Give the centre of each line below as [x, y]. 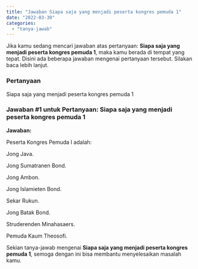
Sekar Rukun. [23, 201]
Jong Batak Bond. [28, 212]
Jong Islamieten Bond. [34, 189]
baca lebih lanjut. [28, 65]
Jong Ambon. [23, 177]
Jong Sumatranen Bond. [36, 165]
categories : [21, 23]
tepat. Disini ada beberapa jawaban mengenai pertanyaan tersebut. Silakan [99, 59]
